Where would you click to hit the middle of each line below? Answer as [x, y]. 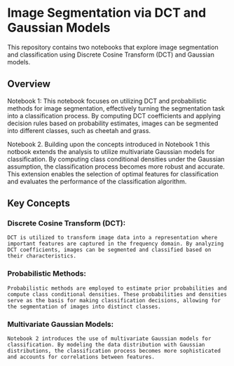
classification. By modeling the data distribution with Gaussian [106, 345]
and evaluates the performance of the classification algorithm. [97, 181]
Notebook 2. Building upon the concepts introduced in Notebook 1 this [109, 144]
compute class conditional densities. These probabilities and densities [117, 294]
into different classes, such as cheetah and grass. [79, 130]
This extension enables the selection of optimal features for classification [113, 174]
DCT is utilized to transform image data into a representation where [112, 238]
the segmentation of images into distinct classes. [84, 307]
